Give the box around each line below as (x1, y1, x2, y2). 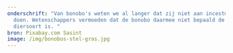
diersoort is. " (13, 23, 60, 30)
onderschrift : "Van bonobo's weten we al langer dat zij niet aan (7, 10, 203, 17)
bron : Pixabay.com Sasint (7, 29, 82, 36)
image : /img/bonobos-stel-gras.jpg (7, 36, 110, 43)
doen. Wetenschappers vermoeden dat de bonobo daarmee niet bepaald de (13, 17, 225, 23)
